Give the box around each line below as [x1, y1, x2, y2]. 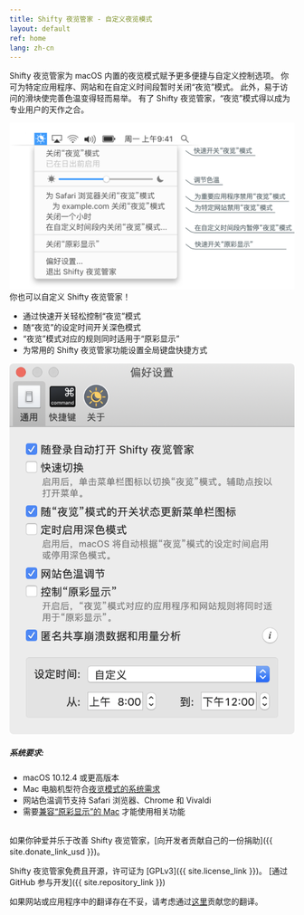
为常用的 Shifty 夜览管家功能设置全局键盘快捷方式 [22, 345, 208, 356]
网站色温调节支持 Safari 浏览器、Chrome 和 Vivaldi [22, 795, 212, 805]
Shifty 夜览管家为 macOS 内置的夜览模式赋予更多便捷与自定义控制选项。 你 [9, 71, 290, 81]
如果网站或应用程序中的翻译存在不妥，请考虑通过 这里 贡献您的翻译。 [9, 896, 263, 907]
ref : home [9, 33, 47, 43]
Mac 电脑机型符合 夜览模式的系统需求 [22, 783, 161, 794]
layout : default [9, 24, 71, 33]
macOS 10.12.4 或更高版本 [22, 772, 119, 783]
